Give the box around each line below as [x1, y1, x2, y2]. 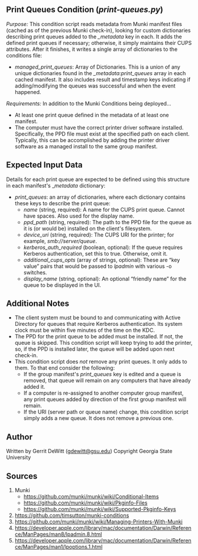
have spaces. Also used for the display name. [23, 212, 135, 219]
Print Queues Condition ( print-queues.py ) [6, 5, 164, 15]
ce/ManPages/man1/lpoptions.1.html [14, 544, 103, 551]
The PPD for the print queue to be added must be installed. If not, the [14, 333, 183, 340]
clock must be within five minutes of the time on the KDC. [14, 327, 155, 334]
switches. [23, 269, 47, 276]
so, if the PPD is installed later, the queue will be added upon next [14, 345, 175, 353]
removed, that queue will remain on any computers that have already [23, 377, 191, 384]
